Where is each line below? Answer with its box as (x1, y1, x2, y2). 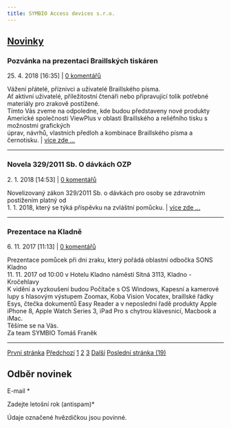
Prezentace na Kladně (7, 227, 82, 236)
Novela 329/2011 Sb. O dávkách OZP (7, 159, 132, 169)
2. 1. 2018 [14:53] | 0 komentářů (7, 175, 97, 183)
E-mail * (7, 386, 30, 395)
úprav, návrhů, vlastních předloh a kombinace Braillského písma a (7, 128, 193, 137)
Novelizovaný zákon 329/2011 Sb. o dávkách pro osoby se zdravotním (7, 188, 206, 196)
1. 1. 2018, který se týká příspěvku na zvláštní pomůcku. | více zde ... (7, 203, 201, 212)
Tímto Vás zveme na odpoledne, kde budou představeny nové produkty (7, 107, 210, 115)
